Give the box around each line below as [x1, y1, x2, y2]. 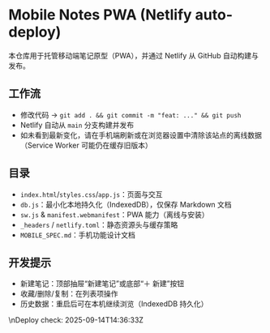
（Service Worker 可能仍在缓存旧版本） [19, 140, 152, 150]
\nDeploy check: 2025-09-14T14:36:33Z [8, 315, 144, 325]
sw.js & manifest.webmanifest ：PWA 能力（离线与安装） [19, 209, 209, 220]
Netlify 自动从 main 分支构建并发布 [19, 120, 135, 130]
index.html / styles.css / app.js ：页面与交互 [19, 189, 164, 199]
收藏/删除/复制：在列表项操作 [19, 289, 118, 299]
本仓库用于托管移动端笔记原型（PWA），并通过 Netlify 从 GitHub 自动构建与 [8, 50, 259, 60]
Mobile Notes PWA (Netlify [8, 6, 192, 24]
